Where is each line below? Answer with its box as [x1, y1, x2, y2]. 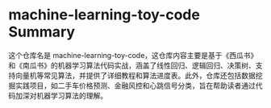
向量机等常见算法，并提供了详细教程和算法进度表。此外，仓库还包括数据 [15, 70, 256, 80]
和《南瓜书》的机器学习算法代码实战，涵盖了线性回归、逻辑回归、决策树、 [8, 60, 256, 70]
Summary [8, 23, 75, 41]
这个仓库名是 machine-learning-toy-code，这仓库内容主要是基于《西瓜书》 [8, 50, 258, 60]
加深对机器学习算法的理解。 [15, 90, 107, 100]
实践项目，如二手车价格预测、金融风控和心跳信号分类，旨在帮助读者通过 [15, 81, 256, 90]
